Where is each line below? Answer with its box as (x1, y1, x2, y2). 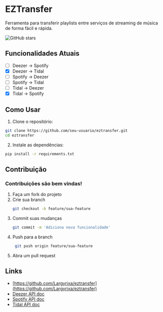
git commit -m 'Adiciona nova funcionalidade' (12, 225, 111, 230)
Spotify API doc (12, 296, 45, 302)
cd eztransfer (5, 133, 35, 138)
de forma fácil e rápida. (5, 25, 53, 31)
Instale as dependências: (12, 142, 64, 148)
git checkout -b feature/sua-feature (12, 207, 91, 211)
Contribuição (5, 165, 47, 174)
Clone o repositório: (12, 118, 53, 124)
